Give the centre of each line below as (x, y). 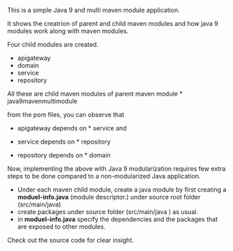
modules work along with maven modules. (68, 31)
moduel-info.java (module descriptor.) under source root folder (109, 197)
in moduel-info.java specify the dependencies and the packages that (118, 219)
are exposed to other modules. (61, 227)
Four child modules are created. (53, 44)
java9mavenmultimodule (43, 101)
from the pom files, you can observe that (66, 115)
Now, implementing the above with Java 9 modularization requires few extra (116, 169)
